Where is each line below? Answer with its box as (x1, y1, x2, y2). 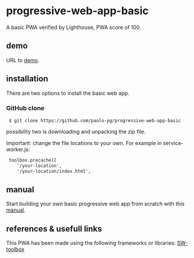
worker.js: (6, 146, 30, 153)
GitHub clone (6, 104, 45, 112)
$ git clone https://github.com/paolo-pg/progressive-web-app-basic (8, 117, 182, 124)
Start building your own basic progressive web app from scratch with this (6, 200, 185, 208)
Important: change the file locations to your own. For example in (6, 139, 162, 146)
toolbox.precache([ (8, 157, 57, 163)
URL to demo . (6, 56, 40, 63)
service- (163, 139, 184, 146)
